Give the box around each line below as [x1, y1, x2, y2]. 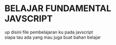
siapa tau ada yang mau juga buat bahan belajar [4, 34, 101, 40]
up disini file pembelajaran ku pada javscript [4, 29, 93, 35]
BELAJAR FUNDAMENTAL [4, 3, 112, 14]
